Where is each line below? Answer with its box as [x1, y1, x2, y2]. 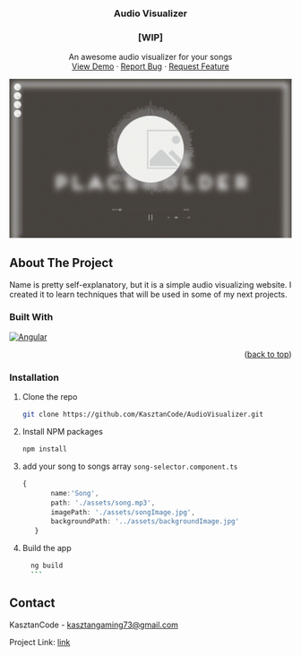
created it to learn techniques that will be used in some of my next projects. [9, 289, 288, 299]
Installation [9, 371, 60, 384]
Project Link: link [9, 636, 71, 647]
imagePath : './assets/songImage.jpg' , [50, 507, 195, 517]
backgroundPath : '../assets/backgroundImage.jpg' [50, 517, 240, 526]
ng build [30, 561, 64, 571]
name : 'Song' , [50, 488, 99, 497]
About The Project [9, 255, 114, 271]
